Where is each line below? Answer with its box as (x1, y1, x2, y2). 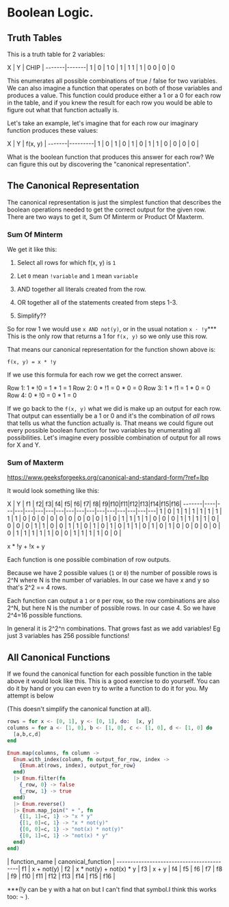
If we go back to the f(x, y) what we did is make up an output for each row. (7, 405, 222, 413)
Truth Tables (7, 32, 63, 44)
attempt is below (7, 691, 54, 700)
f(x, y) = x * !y (7, 359, 57, 366)
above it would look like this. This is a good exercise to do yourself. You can (7, 677, 220, 685)
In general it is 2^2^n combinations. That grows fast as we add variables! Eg (7, 624, 221, 633)
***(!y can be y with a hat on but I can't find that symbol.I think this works (7, 885, 217, 893)
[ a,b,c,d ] (13, 730, 41, 737)
